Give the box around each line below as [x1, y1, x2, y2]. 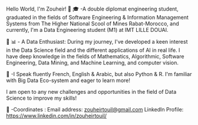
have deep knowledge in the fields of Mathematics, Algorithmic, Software [6, 53, 184, 60]
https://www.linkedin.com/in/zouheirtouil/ [6, 112, 107, 119]
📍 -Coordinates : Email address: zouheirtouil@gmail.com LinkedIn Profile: [6, 106, 184, 113]
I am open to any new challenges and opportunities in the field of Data [6, 88, 177, 95]
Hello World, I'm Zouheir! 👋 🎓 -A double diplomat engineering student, [6, 5, 179, 12]
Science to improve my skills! [6, 94, 77, 101]
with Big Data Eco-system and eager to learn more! [6, 77, 131, 84]
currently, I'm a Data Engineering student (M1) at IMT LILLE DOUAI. [6, 27, 169, 33]
